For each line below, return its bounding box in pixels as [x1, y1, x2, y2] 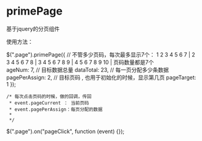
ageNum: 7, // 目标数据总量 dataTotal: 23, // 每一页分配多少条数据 [6, 66, 169, 74]
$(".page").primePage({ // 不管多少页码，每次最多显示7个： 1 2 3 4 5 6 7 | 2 [6, 50, 196, 58]
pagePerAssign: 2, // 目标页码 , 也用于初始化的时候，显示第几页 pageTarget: [6, 74, 197, 81]
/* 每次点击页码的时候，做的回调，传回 [6, 93, 92, 100]
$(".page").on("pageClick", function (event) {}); [6, 128, 125, 135]
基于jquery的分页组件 [6, 25, 60, 32]
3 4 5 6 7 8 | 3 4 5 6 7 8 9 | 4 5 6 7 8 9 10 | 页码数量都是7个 [6, 58, 154, 66]
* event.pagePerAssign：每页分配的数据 [9, 106, 103, 112]
